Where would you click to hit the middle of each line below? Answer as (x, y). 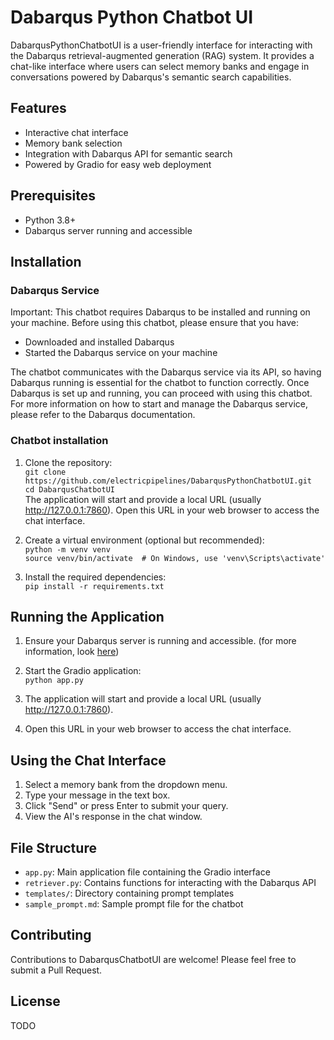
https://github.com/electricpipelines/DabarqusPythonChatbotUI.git (168, 481)
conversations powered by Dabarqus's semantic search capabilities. (151, 77)
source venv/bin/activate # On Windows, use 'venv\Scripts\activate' (175, 558)
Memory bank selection (73, 143)
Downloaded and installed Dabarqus (99, 342)
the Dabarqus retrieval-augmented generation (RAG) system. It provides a (162, 55)
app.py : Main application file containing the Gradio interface (147, 872)
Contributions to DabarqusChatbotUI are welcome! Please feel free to (153, 959)
